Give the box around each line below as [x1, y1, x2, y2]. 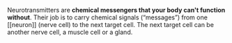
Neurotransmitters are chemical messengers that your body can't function [7, 6, 226, 14]
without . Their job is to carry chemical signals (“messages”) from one [7, 13, 208, 21]
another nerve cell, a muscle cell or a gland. [7, 28, 133, 36]
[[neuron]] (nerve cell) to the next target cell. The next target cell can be [7, 21, 215, 28]
